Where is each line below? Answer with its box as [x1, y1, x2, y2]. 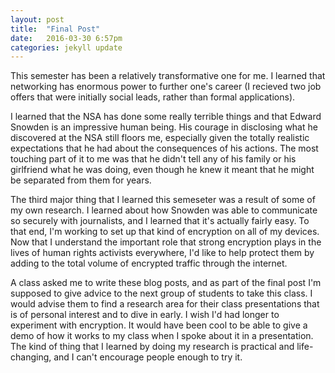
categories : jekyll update [10, 42, 123, 53]
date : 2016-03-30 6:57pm [10, 33, 123, 43]
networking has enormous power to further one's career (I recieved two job [10, 81, 322, 93]
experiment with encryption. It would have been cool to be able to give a [10, 319, 308, 331]
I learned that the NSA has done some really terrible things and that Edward [10, 111, 322, 123]
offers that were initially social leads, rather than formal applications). [10, 91, 296, 103]
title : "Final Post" [10, 24, 101, 34]
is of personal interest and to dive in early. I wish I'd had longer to [10, 309, 280, 321]
